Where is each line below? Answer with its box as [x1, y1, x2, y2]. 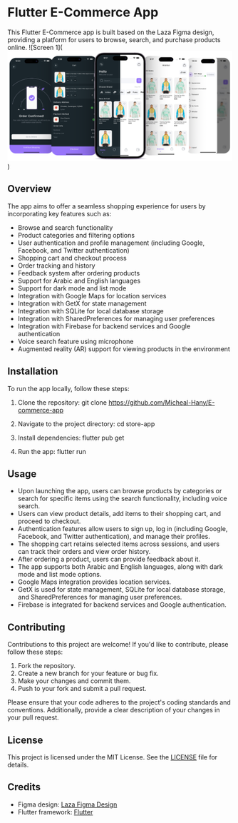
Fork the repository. [17, 662, 76, 670]
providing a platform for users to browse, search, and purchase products [7, 35, 221, 44]
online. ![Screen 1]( [7, 43, 63, 51]
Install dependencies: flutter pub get [17, 433, 125, 442]
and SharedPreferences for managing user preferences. [17, 593, 182, 602]
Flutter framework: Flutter [17, 807, 93, 816]
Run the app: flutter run [17, 447, 87, 455]
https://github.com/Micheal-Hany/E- [108, 398, 215, 407]
